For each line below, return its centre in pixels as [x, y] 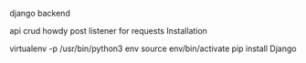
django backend [40, 13]
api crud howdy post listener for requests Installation [109, 31]
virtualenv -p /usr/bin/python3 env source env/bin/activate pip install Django [153, 48]
